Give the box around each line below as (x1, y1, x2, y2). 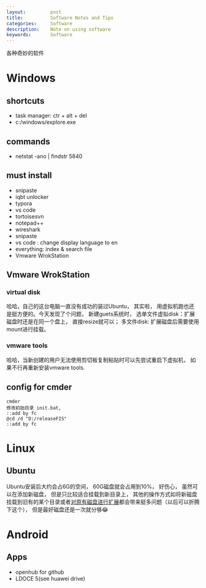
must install (6, 170, 52, 181)
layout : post (6, 9, 62, 15)
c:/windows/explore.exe (15, 118, 77, 126)
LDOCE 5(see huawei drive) (15, 574, 86, 582)
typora (15, 199, 32, 207)
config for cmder (6, 382, 72, 393)
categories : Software (6, 20, 72, 26)
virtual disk (6, 288, 41, 296)
